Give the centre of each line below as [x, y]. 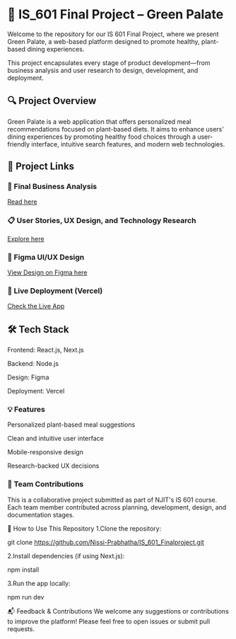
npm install [23, 570]
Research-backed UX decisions [53, 466]
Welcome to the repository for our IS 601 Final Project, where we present [113, 34]
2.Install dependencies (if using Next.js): [66, 555]
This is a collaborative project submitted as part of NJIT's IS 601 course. [112, 500]
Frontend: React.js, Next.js [46, 350]
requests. [21, 628]
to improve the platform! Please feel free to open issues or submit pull [109, 621]
